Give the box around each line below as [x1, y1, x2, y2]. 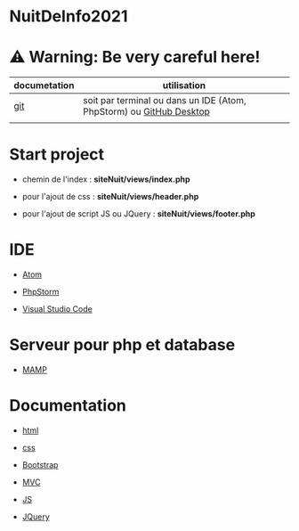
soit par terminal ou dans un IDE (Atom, [83, 94, 246, 107]
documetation [13, 79, 75, 92]
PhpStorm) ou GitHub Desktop [83, 105, 211, 118]
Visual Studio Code [21, 304, 93, 314]
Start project [9, 144, 105, 165]
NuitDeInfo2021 [9, 6, 128, 27]
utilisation [162, 79, 206, 92]
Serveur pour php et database [9, 335, 236, 355]
